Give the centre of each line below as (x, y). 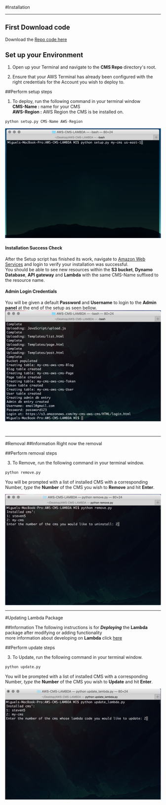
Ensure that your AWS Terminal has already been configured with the (83, 77)
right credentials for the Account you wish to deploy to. (68, 82)
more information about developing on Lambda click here (64, 638)
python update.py (23, 667)
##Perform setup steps (29, 91)
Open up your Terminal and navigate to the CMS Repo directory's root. (84, 67)
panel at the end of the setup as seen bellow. (51, 308)
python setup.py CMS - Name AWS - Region (44, 121)
